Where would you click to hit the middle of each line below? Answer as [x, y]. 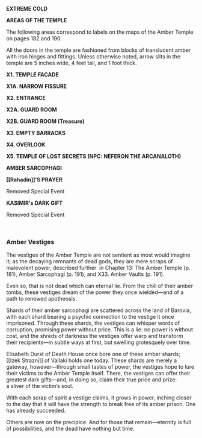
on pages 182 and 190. [34, 38]
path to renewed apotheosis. [41, 299]
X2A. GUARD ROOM [32, 110]
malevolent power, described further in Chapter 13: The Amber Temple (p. [98, 268]
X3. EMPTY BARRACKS [36, 133]
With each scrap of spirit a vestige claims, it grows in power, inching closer [99, 398]
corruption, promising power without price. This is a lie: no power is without [100, 330]
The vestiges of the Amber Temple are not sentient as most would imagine [98, 255]
